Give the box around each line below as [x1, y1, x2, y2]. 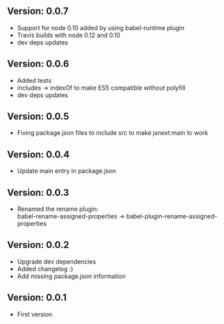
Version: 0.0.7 [7, 5, 69, 17]
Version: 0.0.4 [7, 149, 70, 160]
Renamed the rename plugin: [16, 205, 99, 213]
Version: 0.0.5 [7, 111, 70, 123]
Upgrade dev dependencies [16, 257, 97, 266]
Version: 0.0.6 [7, 58, 70, 70]
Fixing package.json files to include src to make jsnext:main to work [16, 129, 209, 137]
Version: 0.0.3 [7, 186, 70, 198]
